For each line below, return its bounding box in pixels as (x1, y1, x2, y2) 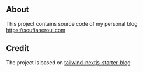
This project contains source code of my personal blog (6, 20, 138, 27)
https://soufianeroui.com (6, 26, 66, 33)
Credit (6, 43, 29, 53)
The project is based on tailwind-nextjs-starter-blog (6, 59, 131, 66)
